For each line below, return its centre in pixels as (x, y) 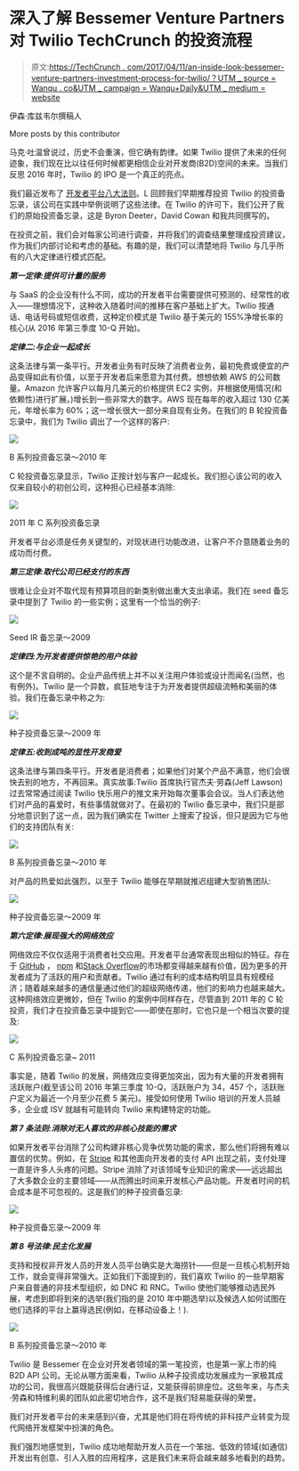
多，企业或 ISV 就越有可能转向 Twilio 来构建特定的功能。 (113, 1109)
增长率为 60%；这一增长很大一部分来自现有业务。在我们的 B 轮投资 (156, 410)
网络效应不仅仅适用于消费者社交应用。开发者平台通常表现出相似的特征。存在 (149, 955)
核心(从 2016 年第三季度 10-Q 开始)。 (77, 328)
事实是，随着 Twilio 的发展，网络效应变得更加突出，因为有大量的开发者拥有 (147, 1076)
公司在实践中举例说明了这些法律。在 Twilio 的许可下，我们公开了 (158, 204)
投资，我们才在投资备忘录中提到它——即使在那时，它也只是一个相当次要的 (145, 1010)
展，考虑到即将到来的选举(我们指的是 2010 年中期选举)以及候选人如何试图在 (148, 1298)
